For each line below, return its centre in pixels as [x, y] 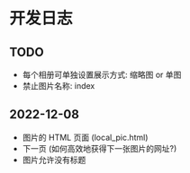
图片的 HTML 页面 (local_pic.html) [85, 137]
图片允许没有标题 [54, 160]
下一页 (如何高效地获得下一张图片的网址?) [100, 148]
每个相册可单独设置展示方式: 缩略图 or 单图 [102, 74]
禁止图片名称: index [59, 86]
